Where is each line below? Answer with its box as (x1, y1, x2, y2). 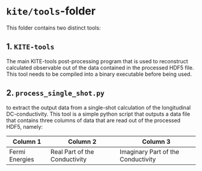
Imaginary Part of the (120, 148, 179, 156)
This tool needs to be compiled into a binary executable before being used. (6, 70, 192, 78)
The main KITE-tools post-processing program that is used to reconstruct (6, 57, 188, 64)
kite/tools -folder (6, 4, 96, 18)
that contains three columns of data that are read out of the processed (6, 116, 181, 124)
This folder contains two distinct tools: (6, 24, 101, 31)
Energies (9, 155, 34, 163)
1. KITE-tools (6, 42, 55, 52)
